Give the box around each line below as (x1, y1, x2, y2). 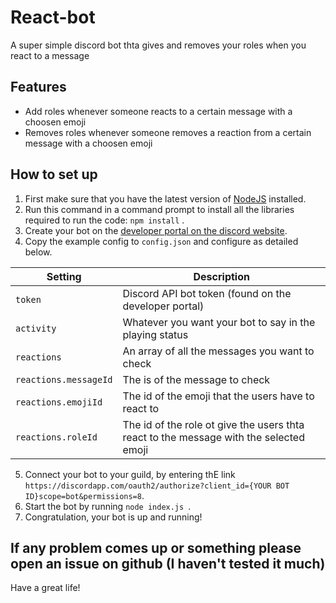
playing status (122, 327, 189, 341)
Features (10, 79, 67, 96)
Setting (46, 269, 82, 283)
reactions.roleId (15, 431, 98, 443)
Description (193, 269, 250, 283)
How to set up (10, 166, 98, 183)
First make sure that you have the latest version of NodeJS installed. (24, 192, 307, 205)
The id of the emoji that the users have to (122, 389, 315, 403)
